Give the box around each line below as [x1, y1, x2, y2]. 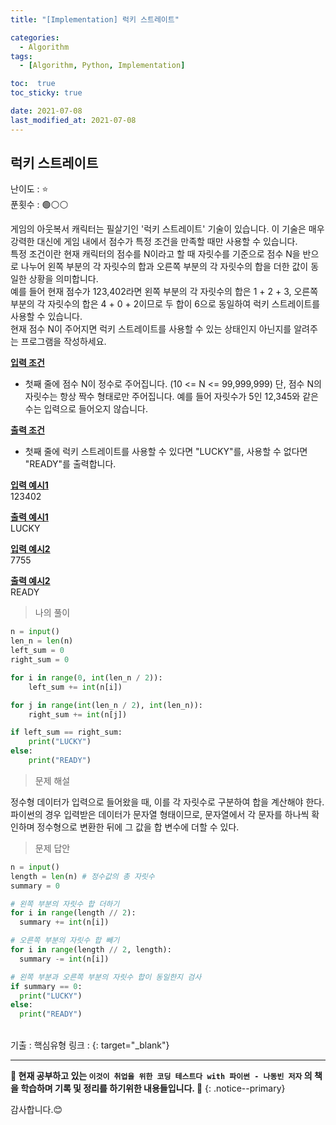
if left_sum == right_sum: [10, 727, 123, 738]
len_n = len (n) [10, 636, 74, 646]
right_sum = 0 [10, 655, 70, 665]
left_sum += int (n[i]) [28, 682, 123, 692]
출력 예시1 [10, 511, 49, 523]
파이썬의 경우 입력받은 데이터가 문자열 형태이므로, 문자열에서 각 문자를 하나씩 [10, 808, 310, 820]
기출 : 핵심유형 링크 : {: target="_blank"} [10, 1039, 170, 1051]
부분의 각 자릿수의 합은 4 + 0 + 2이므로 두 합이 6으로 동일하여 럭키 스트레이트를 [10, 298, 321, 310]
